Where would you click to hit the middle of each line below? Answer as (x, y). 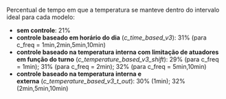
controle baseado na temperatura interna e (79, 74)
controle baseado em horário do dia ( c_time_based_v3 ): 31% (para (111, 38)
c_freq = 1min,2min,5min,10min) (61, 45)
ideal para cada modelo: (41, 17)
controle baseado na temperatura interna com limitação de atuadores (117, 52)
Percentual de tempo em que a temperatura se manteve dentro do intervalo (113, 10)
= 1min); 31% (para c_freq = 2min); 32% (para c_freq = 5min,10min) (111, 67)
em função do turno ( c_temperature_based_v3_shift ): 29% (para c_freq (117, 59)
